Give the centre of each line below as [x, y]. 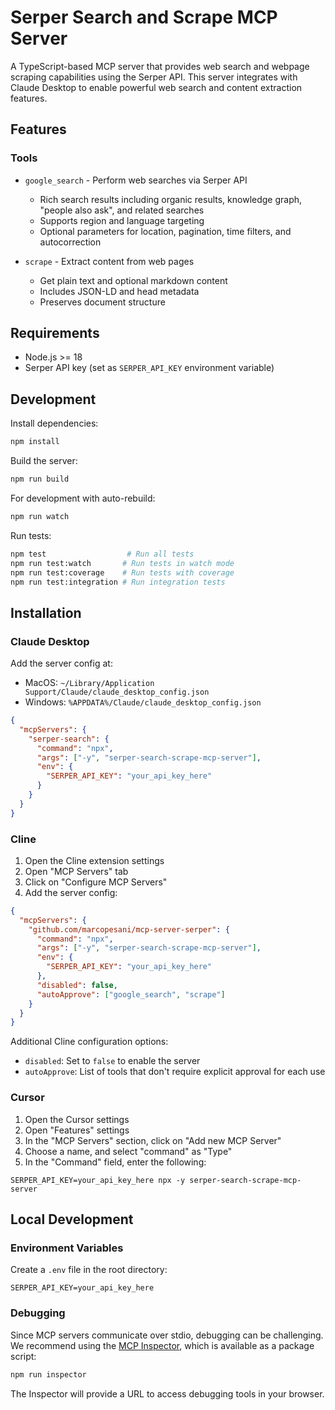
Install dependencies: [54, 423]
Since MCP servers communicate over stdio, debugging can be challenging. [167, 1335]
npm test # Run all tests [102, 554]
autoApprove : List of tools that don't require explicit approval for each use [175, 1072]
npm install [35, 442]
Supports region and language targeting [122, 220]
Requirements [55, 333]
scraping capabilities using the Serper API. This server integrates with [154, 77]
